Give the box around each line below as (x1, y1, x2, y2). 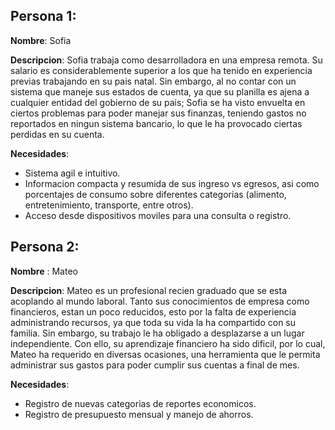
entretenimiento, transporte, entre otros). (24, 199, 194, 211)
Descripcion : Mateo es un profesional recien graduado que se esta (10, 284, 288, 296)
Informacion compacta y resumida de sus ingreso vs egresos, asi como (24, 177, 320, 189)
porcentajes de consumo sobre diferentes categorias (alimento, (24, 188, 287, 200)
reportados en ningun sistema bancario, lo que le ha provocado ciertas (10, 117, 303, 129)
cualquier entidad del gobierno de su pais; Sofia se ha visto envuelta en (10, 96, 306, 108)
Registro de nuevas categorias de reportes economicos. (24, 397, 257, 409)
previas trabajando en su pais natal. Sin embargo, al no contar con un (10, 75, 297, 87)
